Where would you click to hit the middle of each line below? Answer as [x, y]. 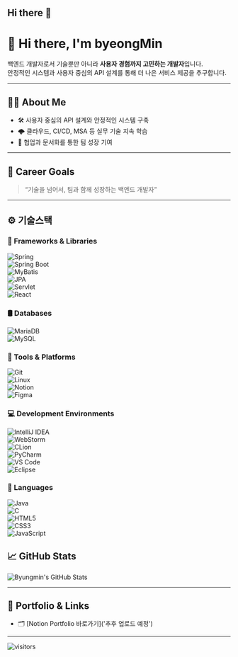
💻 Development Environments [61, 413]
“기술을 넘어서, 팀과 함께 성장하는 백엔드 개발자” [91, 189]
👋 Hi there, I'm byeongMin [85, 44]
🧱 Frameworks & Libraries [52, 241]
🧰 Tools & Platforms [41, 357]
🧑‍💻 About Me [37, 102]
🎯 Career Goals [41, 172]
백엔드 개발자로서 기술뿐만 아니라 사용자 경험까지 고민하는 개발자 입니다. [105, 64]
